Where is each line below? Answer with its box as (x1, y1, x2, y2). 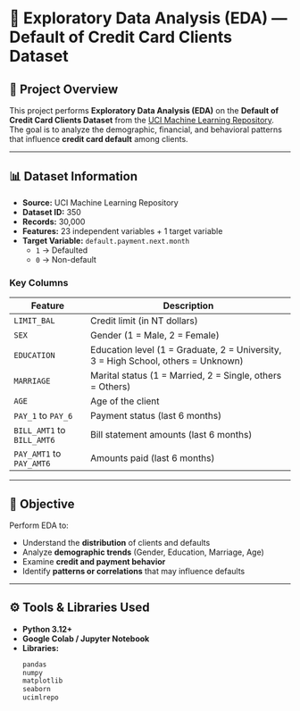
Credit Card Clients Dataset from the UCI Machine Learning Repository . (9, 115, 275, 125)
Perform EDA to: (9, 520, 69, 531)
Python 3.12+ (21, 623, 73, 634)
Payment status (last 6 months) (90, 410, 221, 422)
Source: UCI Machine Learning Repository (21, 197, 179, 208)
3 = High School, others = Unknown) (90, 355, 244, 367)
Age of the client (90, 395, 160, 407)
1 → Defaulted (35, 245, 88, 255)
